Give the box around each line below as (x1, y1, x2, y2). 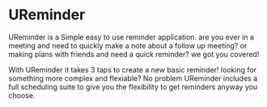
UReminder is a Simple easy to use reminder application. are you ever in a (8, 32, 255, 42)
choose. (8, 90, 36, 100)
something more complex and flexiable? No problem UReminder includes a (8, 73, 257, 83)
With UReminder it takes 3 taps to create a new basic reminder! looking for (8, 64, 257, 74)
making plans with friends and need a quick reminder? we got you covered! (8, 49, 260, 59)
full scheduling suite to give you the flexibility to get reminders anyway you (8, 82, 257, 92)
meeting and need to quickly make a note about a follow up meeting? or (8, 40, 248, 50)
